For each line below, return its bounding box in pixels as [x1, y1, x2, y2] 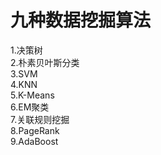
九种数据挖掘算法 [10, 9, 152, 32]
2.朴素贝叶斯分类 [10, 56, 80, 68]
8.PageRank [10, 124, 60, 136]
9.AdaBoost [10, 135, 59, 147]
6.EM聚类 [10, 101, 50, 113]
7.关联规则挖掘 [10, 113, 70, 125]
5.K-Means [10, 89, 55, 101]
